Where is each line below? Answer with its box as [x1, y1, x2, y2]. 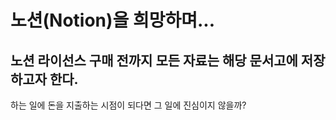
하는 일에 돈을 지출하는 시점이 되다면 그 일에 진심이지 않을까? [10, 99, 247, 111]
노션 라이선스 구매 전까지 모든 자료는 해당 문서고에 [10, 52, 298, 69]
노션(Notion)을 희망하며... [10, 9, 216, 32]
